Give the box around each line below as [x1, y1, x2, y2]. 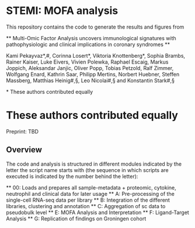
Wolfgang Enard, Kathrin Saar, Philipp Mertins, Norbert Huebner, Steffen [6, 71, 180, 78]
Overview [6, 145, 43, 155]
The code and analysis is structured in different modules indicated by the [6, 160, 182, 167]
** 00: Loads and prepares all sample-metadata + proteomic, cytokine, [6, 184, 176, 191]
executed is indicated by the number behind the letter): [6, 173, 138, 180]
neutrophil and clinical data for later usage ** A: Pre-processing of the [6, 190, 175, 197]
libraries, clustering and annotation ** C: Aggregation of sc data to [6, 202, 166, 209]
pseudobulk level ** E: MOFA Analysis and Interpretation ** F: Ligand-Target [6, 209, 190, 216]
